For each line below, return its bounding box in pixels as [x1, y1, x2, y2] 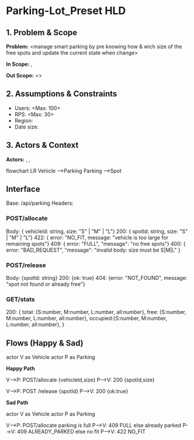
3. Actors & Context [6, 140, 79, 150]
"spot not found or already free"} [6, 280, 86, 288]
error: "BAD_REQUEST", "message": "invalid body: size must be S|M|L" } [6, 246, 181, 253]
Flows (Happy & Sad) [6, 338, 84, 348]
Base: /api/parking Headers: [6, 199, 74, 207]
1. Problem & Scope [6, 28, 78, 38]
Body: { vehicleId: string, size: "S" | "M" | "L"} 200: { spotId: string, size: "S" [6, 228, 188, 235]
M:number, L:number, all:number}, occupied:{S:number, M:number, [6, 315, 168, 322]
